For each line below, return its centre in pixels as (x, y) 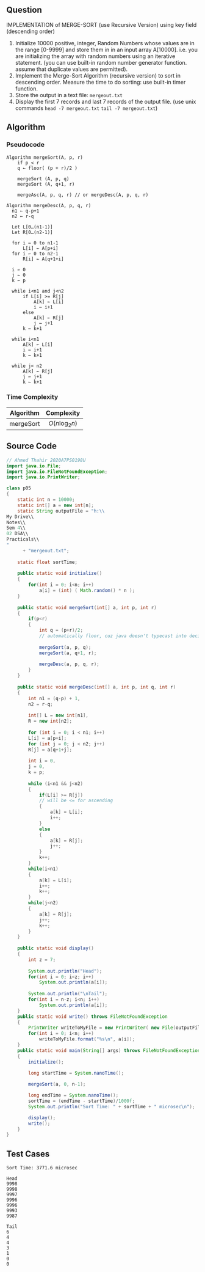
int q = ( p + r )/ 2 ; (61, 631)
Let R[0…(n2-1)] (32, 232)
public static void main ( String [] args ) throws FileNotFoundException (109, 1050)
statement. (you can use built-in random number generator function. (101, 62)
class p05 (19, 488)
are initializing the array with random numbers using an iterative (95, 56)
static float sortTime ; (48, 562)
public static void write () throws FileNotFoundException (92, 1017)
